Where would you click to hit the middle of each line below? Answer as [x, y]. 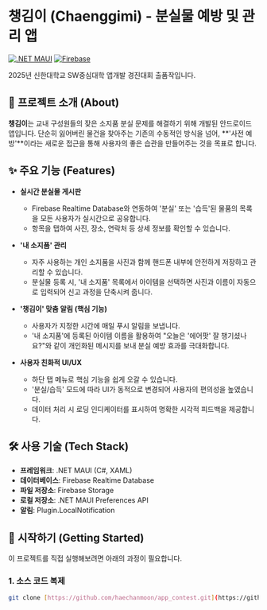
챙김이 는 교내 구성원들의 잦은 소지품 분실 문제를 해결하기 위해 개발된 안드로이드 [130, 123]
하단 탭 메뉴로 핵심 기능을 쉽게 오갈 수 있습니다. [104, 379]
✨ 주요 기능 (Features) [62, 171]
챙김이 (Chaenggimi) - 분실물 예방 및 [124, 16]
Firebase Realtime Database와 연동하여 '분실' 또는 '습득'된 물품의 [135, 208]
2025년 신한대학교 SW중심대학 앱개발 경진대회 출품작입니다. [102, 75]
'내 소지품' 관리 [43, 245]
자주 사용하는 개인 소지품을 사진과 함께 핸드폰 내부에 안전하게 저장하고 [140, 262]
